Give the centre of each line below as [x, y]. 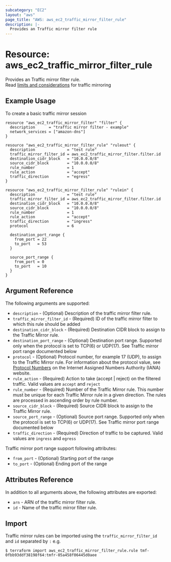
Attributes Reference [39, 480]
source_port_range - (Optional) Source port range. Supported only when [89, 417]
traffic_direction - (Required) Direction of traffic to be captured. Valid [88, 433]
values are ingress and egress [44, 438]
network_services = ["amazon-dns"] [48, 132]
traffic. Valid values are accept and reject [56, 384]
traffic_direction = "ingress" [51, 221]
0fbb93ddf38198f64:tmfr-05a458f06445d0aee [51, 555]
